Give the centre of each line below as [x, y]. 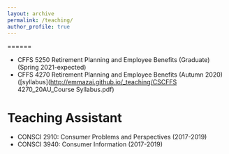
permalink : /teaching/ [40, 20]
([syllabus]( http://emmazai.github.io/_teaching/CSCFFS [97, 82]
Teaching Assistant [65, 117]
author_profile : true [39, 26]
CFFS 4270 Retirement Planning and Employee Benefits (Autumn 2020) [120, 75]
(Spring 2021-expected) [52, 68]
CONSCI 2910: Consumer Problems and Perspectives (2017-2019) [112, 137]
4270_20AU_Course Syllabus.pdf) [66, 90]
